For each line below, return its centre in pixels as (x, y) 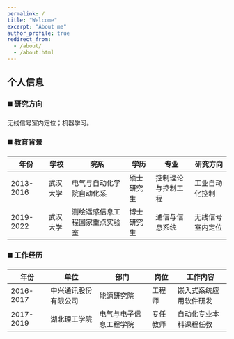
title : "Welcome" (32, 20)
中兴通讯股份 (71, 291)
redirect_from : (29, 40)
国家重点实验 (99, 222)
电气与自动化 (92, 183)
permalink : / (26, 14)
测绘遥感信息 (92, 212)
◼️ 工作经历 (25, 255)
